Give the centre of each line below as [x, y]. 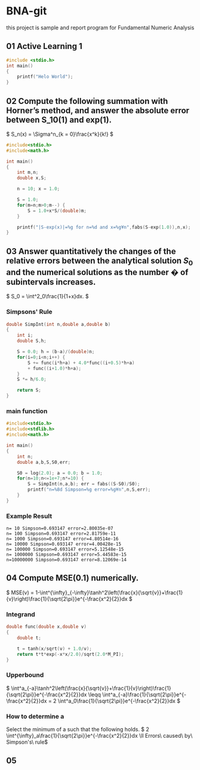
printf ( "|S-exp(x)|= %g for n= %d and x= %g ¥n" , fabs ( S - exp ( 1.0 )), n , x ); [104, 227]
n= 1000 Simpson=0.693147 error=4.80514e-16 [62, 539]
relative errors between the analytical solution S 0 [100, 261]
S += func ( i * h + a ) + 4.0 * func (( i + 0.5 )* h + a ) [81, 363]
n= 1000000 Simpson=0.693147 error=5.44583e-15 [67, 555]
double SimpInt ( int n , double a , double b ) [59, 324]
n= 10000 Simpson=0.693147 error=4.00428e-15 [64, 544]
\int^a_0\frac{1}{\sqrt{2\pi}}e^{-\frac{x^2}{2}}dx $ [119, 701]
